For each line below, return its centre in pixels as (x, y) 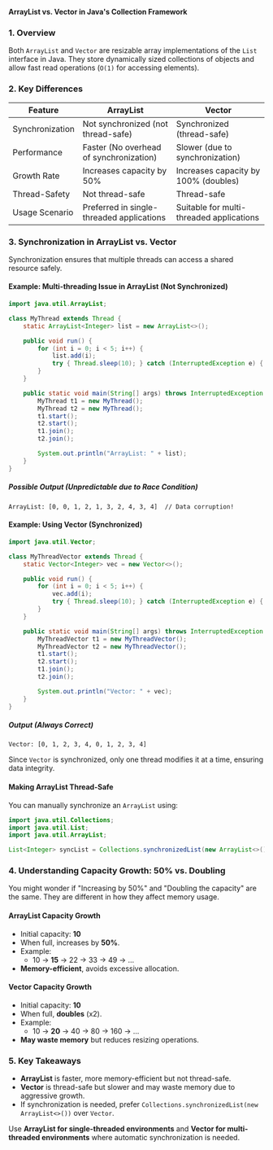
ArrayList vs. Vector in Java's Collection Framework (98, 12)
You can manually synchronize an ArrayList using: (93, 805)
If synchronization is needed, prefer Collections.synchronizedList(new (139, 1104)
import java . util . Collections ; (61, 820)
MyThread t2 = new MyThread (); (91, 409)
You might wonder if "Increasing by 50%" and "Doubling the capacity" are (133, 888)
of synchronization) (120, 157)
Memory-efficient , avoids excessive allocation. (100, 969)
